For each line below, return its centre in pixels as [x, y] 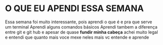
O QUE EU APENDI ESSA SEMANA [74, 8]
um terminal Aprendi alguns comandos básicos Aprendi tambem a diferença [81, 27]
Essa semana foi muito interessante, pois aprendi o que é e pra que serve [79, 22]
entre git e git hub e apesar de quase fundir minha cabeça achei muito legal [81, 32]
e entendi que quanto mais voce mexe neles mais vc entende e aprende [77, 37]
